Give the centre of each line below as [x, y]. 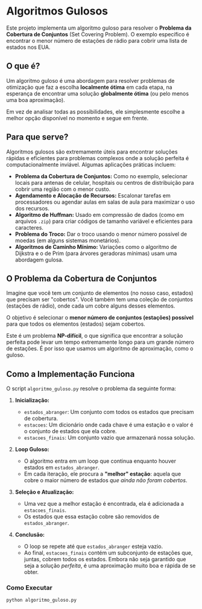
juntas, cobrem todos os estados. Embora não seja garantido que [105, 559]
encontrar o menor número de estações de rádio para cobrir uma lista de [97, 40]
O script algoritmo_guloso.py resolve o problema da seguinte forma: [91, 388]
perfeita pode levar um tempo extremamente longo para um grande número [100, 342]
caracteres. [29, 227]
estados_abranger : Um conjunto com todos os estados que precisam [109, 412]
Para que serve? [37, 137]
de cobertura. [41, 419]
